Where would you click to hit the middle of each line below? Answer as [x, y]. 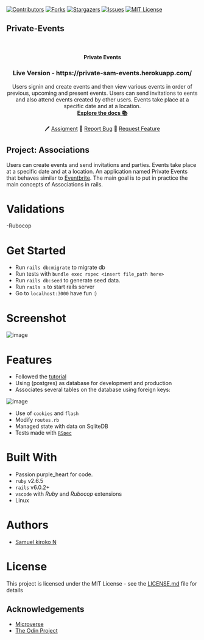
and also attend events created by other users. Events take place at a [102, 99]
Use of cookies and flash [47, 413]
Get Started [36, 250]
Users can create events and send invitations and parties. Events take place [101, 164]
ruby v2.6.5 [29, 481]
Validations [36, 209]
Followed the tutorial [41, 377]
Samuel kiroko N [36, 542]
